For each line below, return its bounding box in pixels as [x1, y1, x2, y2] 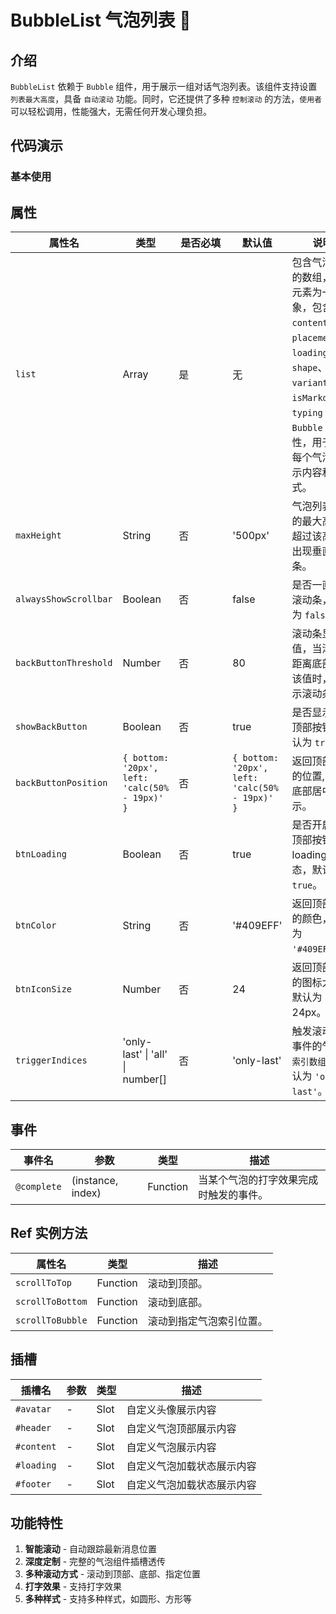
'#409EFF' [232, 919, 283, 933]
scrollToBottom [15, 1296, 88, 1307]
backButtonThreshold [15, 657, 113, 669]
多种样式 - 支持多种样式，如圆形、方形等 [24, 1593, 193, 1605]
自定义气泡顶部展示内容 [126, 1421, 237, 1435]
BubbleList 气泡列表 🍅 [10, 9, 192, 32]
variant [291, 377, 328, 389]
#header [15, 1422, 52, 1433]
